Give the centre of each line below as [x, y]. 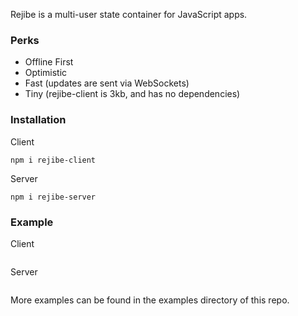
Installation [38, 120]
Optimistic [46, 73]
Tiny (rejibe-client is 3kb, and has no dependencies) [132, 94]
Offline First [49, 62]
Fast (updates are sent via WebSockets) [107, 83]
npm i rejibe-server [53, 197]
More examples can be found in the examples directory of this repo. [150, 300]
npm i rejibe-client [53, 160]
